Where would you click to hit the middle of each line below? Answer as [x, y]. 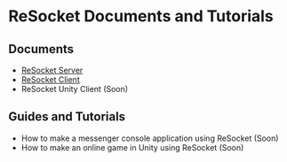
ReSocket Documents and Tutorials [141, 16]
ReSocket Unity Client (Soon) [75, 89]
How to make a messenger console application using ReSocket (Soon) [150, 138]
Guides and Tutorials [67, 117]
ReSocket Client [51, 80]
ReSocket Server [52, 70]
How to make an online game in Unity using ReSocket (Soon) [132, 147]
